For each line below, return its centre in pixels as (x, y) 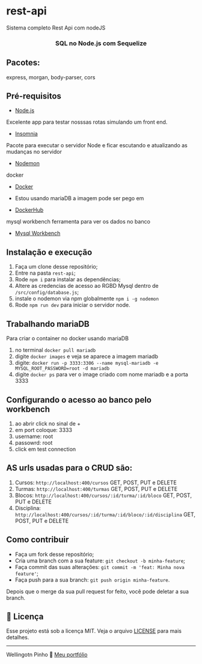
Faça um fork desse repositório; (54, 554)
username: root (34, 436)
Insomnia (26, 134)
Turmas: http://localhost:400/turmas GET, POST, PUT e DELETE (96, 489)
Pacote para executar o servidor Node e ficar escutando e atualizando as (97, 145)
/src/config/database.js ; (47, 292)
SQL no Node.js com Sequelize (101, 43)
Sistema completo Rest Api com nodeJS (56, 28)
